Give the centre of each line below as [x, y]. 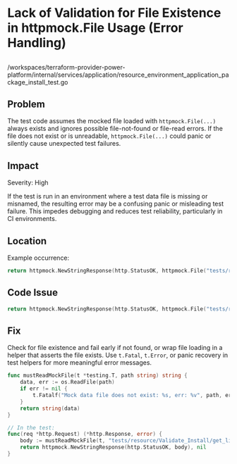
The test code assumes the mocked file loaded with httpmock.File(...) [112, 121]
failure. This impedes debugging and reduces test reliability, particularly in [115, 211]
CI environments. [32, 219]
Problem [26, 104]
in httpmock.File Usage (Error [95, 28]
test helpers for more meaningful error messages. [80, 363]
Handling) [37, 43]
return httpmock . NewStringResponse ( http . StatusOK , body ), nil [113, 447]
